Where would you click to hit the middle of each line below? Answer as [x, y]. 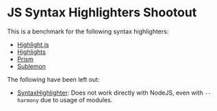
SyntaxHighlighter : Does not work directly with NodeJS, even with [110, 93]
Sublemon [31, 66]
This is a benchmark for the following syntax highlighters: [88, 31]
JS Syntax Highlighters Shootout [102, 13]
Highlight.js [33, 44]
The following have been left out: [53, 79]
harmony [28, 100]
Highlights [31, 52]
